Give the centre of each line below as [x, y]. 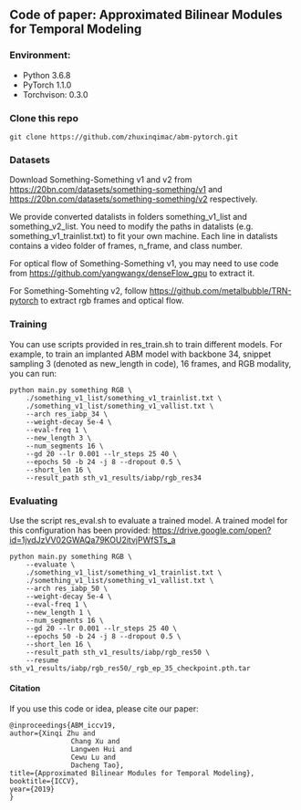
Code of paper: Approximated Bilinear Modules [146, 15]
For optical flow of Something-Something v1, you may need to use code [144, 264]
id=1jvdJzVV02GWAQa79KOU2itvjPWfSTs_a [93, 540]
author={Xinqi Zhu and [52, 733]
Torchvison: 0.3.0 [55, 94]
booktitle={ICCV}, [44, 782]
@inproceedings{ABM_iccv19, [63, 726]
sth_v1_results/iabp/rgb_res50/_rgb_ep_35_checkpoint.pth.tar [130, 668]
